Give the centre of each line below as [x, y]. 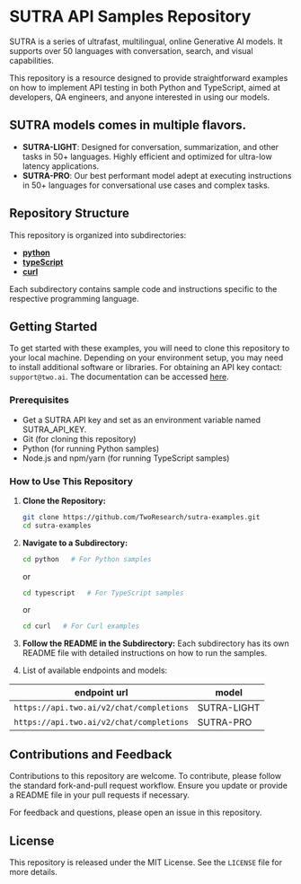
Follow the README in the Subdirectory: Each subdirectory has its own [155, 643]
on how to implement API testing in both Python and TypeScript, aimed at [145, 87]
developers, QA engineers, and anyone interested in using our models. [140, 97]
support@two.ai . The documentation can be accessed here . [119, 377]
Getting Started [53, 327]
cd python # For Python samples [87, 559]
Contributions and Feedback [91, 754]
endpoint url [102, 693]
